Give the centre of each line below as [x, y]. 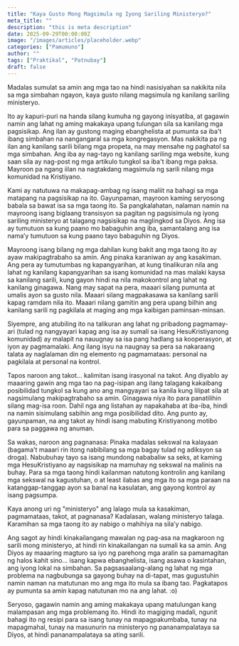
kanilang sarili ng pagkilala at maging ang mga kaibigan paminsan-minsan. [116, 309]
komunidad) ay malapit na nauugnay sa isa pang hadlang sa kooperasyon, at [119, 339]
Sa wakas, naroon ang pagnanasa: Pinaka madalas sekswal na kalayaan [113, 442]
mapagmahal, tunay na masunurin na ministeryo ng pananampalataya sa [113, 627]
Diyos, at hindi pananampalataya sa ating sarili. [76, 635]
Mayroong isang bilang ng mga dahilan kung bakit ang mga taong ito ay [112, 249]
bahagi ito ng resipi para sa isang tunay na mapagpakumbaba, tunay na [112, 619]
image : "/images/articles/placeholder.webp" [74, 41]
